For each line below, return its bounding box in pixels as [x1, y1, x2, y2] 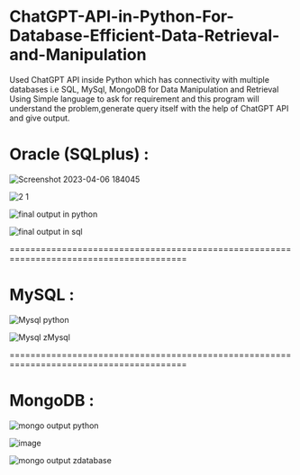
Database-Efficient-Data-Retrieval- [9, 25, 280, 46]
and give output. [9, 112, 70, 123]
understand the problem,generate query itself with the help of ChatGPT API [9, 103, 289, 113]
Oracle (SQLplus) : [9, 144, 150, 165]
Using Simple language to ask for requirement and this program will [9, 93, 259, 104]
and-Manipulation [9, 45, 147, 65]
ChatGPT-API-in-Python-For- [9, 6, 234, 27]
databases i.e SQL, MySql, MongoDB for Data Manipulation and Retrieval [9, 84, 279, 94]
